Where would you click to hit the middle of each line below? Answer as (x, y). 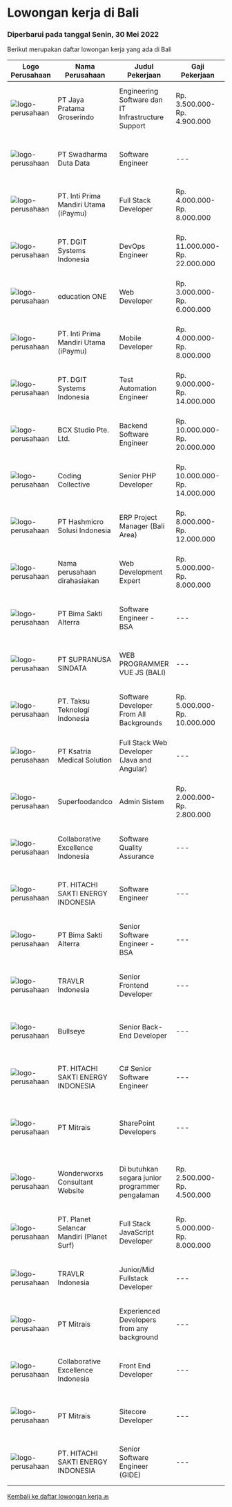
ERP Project (138, 518)
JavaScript (136, 1232)
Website (71, 1191)
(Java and (135, 760)
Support (132, 126)
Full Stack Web (143, 743)
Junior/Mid (137, 1270)
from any (134, 1329)
